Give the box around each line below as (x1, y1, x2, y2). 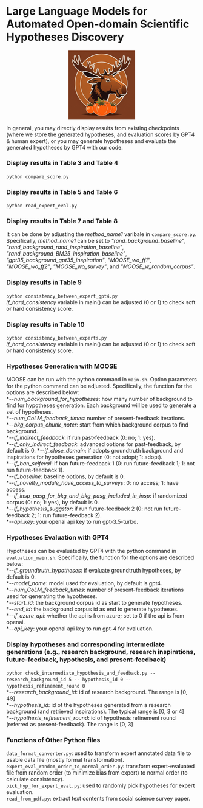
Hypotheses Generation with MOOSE (6, 362, 118, 371)
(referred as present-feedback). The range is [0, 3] (6, 720, 133, 728)
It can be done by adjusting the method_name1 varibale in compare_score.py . (6, 231, 197, 238)
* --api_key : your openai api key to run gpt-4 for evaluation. (6, 625, 154, 632)
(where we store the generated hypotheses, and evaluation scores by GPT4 (6, 131, 195, 138)
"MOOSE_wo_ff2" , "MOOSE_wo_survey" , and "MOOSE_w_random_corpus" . (6, 263, 196, 270)
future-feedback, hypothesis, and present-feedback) (6, 655, 167, 664)
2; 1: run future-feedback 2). (31, 512, 102, 519)
